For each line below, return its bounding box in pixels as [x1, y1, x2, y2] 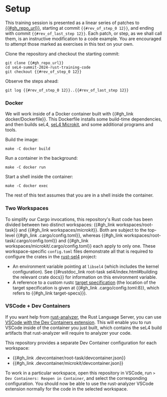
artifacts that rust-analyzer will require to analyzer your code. [5, 330, 132, 336]
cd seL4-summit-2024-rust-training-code [5, 65, 91, 70]
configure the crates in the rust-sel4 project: [5, 253, 97, 259]
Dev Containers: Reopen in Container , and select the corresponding [5, 375, 147, 381]
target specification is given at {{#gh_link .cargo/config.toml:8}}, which [12, 284, 159, 290]
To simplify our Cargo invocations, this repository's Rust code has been [5, 216, 153, 222]
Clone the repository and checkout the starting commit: [5, 51, 120, 57]
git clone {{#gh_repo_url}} [5, 60, 64, 65]
